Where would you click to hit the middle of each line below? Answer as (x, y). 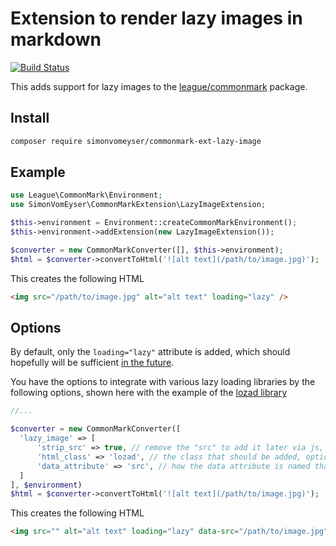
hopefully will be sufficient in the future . (92, 363)
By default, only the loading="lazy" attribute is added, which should (150, 352)
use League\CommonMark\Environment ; (86, 195)
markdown (56, 39)
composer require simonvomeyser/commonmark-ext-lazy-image (136, 141)
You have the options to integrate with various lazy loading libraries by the (163, 382)
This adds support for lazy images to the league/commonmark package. (159, 86)
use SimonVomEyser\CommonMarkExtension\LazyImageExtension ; (138, 205)
